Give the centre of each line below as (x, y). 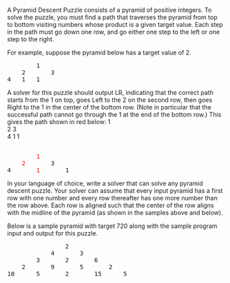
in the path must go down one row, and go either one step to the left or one (114, 32)
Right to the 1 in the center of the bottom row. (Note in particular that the (109, 107)
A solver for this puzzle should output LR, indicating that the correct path (110, 93)
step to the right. (31, 39)
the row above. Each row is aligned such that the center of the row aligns (111, 205)
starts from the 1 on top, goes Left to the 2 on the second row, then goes (110, 100)
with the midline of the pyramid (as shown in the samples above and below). (115, 212)
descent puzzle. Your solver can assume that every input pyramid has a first (115, 191)
